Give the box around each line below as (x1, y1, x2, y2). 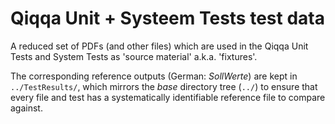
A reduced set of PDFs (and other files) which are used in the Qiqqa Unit (10, 40, 309, 52)
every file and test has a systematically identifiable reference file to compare (10, 91, 326, 103)
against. (10, 102, 43, 114)
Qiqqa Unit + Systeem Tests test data (10, 7, 325, 30)
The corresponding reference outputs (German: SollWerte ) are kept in (10, 70, 298, 82)
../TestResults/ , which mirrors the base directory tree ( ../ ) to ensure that (10, 80, 318, 92)
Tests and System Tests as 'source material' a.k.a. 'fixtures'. (10, 50, 258, 62)
